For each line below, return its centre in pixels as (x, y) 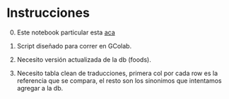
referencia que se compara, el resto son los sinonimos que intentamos (119, 80)
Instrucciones (48, 13)
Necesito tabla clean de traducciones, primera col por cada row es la (117, 73)
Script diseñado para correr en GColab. (74, 46)
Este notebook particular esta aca (66, 32)
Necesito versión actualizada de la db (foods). (84, 59)
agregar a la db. (40, 88)
